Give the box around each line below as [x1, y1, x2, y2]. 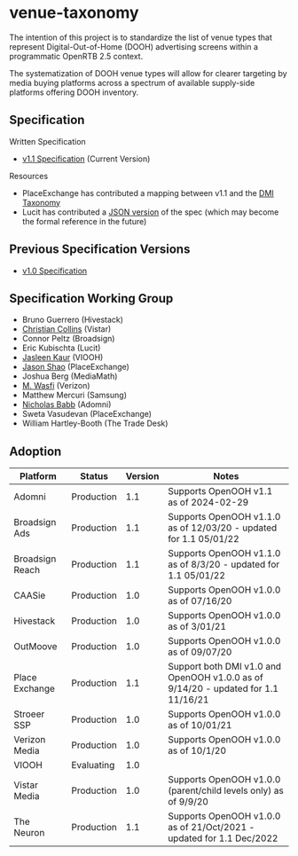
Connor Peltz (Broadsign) [21, 334, 115, 344]
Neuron [13, 827, 45, 839]
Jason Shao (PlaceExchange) [21, 362, 130, 373]
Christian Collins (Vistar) [21, 324, 112, 334]
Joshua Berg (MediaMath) [21, 371, 118, 381]
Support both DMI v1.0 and [168, 660, 282, 672]
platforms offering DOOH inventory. [9, 87, 139, 98]
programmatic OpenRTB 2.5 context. [9, 51, 144, 61]
